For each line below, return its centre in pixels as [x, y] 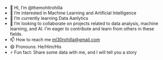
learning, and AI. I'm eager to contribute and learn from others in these [82, 29]
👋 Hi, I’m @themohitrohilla [36, 8]
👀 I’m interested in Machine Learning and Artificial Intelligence [73, 13]
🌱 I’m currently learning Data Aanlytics [49, 18]
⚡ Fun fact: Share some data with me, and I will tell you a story [73, 52]
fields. [16, 34]
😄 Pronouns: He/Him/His [36, 47]
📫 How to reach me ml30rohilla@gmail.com [55, 39]
